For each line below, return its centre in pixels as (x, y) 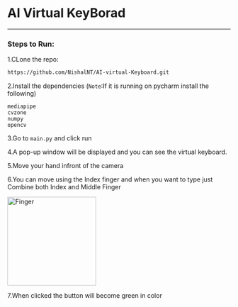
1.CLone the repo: (33, 60)
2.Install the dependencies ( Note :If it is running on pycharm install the (108, 86)
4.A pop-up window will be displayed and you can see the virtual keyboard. (117, 152)
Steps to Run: (31, 44)
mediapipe (22, 107)
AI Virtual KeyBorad (67, 13)
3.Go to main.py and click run (50, 138)
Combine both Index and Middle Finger (64, 187)
